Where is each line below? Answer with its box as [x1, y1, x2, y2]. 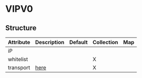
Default [69, 39, 88, 46]
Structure [5, 24, 37, 32]
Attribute [8, 39, 31, 46]
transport [8, 64, 31, 71]
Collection [92, 39, 118, 46]
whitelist [8, 56, 28, 63]
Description [35, 39, 65, 46]
